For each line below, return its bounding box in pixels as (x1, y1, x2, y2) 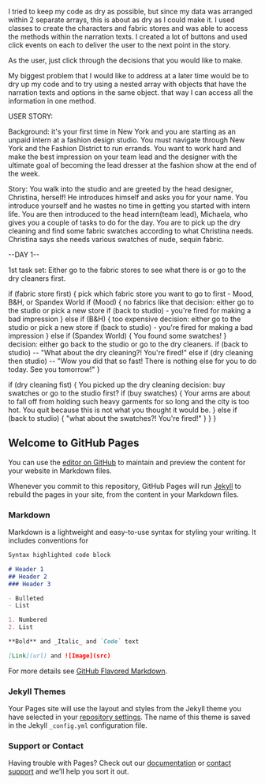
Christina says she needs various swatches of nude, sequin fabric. (8, 235, 225, 244)
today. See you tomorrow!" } (8, 365, 100, 374)
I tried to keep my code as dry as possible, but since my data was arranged (8, 7, 253, 16)
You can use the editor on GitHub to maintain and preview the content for (8, 457, 246, 467)
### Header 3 (8, 580, 51, 588)
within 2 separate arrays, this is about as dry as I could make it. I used (8, 15, 235, 25)
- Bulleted (8, 594, 44, 602)
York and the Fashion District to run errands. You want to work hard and (8, 144, 242, 153)
